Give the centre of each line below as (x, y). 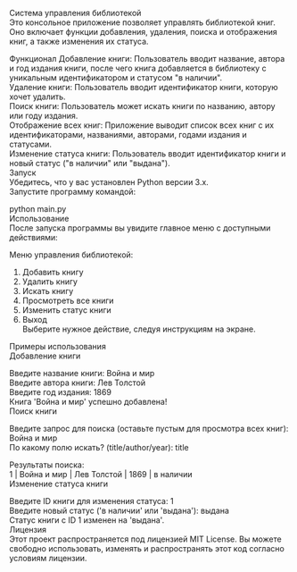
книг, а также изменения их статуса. (79, 41)
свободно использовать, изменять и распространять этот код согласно (147, 548)
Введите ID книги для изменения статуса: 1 (91, 501)
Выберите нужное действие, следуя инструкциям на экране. (139, 329)
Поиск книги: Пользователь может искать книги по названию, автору (142, 106)
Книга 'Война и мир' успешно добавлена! (88, 402)
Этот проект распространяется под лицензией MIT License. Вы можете (146, 539)
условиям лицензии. (48, 558)
